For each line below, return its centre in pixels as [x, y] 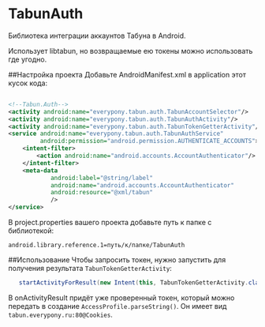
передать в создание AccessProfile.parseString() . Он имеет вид [118, 306]
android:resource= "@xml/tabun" [102, 193]
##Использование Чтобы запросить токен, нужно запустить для [117, 260]
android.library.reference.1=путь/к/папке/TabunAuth [97, 246]
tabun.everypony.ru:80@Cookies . [60, 314]
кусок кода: [28, 83]
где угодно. [28, 59]
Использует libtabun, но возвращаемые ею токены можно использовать [131, 51]
